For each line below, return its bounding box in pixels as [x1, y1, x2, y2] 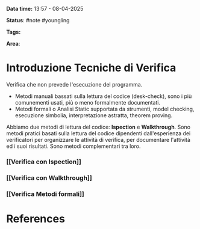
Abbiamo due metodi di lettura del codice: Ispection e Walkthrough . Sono [6, 123, 191, 130]
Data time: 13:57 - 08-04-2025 [6, 5, 84, 12]
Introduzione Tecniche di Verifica [6, 61, 177, 75]
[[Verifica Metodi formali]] [6, 189, 84, 198]
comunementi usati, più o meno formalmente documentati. [14, 99, 161, 106]
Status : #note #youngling [6, 17, 70, 23]
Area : [6, 40, 20, 47]
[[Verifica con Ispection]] [6, 157, 81, 166]
